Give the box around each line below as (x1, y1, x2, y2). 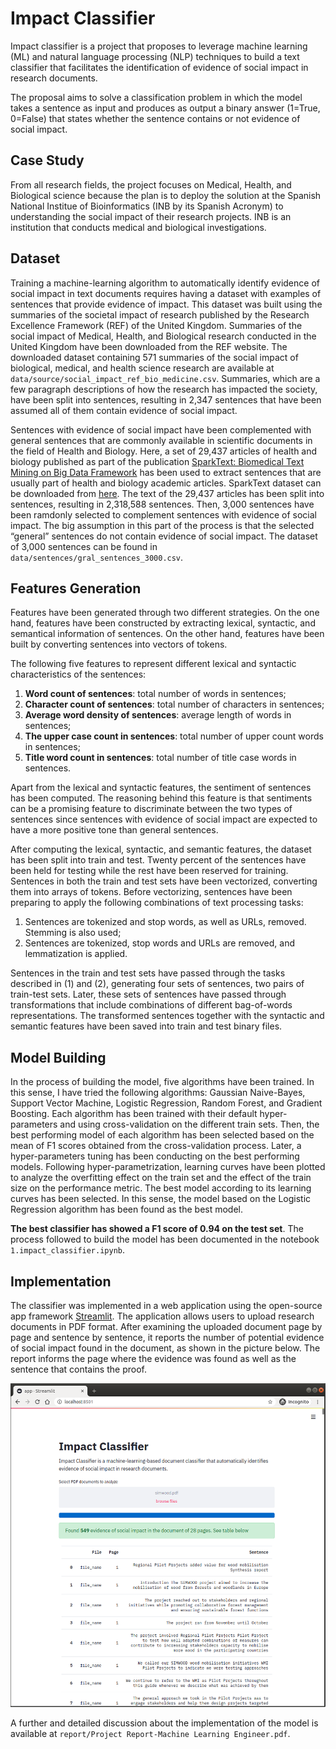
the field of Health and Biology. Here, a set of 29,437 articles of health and (10, 445, 318, 457)
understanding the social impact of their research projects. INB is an (10, 210, 292, 222)
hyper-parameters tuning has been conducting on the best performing (10, 1150, 300, 1162)
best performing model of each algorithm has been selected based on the (10, 1129, 315, 1141)
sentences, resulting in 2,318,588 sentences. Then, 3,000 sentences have (10, 498, 315, 510)
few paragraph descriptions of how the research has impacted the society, (10, 383, 318, 395)
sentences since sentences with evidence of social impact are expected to (10, 813, 318, 826)
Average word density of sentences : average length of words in (24, 709, 292, 721)
